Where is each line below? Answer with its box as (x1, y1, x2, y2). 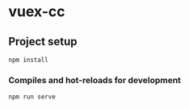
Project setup (8, 35, 78, 48)
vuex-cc (8, 2, 65, 21)
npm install (8, 56, 48, 64)
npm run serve (8, 93, 57, 101)
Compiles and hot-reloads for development (8, 74, 182, 86)
